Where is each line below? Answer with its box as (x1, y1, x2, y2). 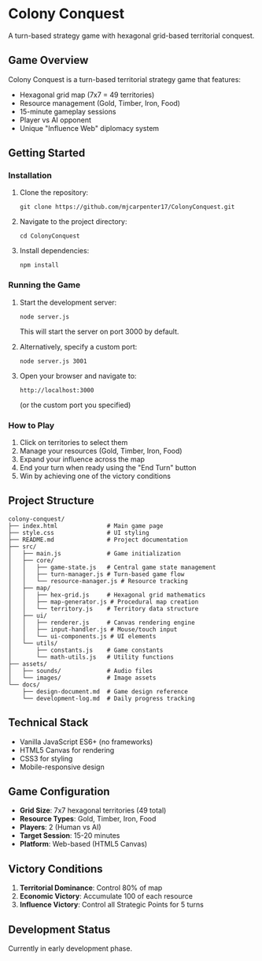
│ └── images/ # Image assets (8, 674, 157, 682)
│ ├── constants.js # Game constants (8, 646, 164, 654)
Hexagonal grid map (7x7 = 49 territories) (19, 90, 155, 99)
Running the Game (8, 279, 81, 290)
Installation (8, 170, 53, 181)
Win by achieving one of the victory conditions (19, 471, 172, 481)
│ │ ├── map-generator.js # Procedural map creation (8, 597, 199, 606)
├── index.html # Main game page (8, 522, 164, 529)
